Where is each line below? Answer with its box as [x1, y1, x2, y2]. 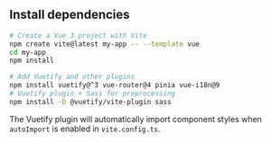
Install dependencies [9, 7, 130, 22]
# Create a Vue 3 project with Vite [9, 31, 147, 40]
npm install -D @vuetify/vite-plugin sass [9, 97, 172, 106]
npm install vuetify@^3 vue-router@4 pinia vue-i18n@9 [9, 81, 220, 90]
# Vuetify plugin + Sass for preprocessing [9, 89, 176, 98]
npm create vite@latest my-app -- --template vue [9, 40, 201, 49]
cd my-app [9, 48, 47, 57]
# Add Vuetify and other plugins [9, 72, 135, 82]
